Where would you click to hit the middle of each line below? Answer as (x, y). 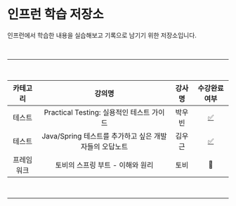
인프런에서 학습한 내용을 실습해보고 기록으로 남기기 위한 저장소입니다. (102, 35)
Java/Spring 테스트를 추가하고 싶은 (97, 136)
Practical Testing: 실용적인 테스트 (97, 112)
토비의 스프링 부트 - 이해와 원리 (104, 165)
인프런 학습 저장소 (55, 14)
